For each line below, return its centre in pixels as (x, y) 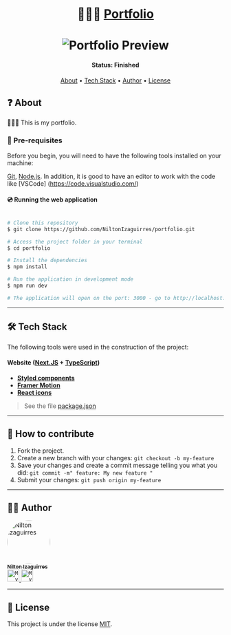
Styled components (46, 378)
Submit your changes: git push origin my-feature (89, 480)
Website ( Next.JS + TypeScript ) (54, 363)
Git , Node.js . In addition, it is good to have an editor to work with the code (111, 176)
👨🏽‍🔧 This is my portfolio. (42, 122)
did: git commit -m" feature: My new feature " (85, 472)
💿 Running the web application (52, 200)
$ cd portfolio (29, 248)
